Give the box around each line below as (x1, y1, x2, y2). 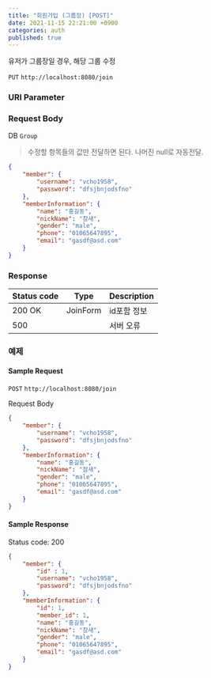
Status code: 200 (8, 537, 65, 547)
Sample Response (8, 520, 69, 529)
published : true (8, 33, 62, 42)
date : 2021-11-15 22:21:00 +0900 (8, 19, 119, 27)
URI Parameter (8, 92, 65, 103)
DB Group (8, 131, 38, 141)
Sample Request (8, 366, 63, 376)
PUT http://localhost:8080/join (8, 74, 113, 81)
